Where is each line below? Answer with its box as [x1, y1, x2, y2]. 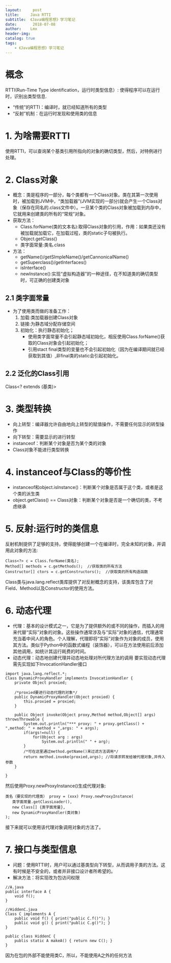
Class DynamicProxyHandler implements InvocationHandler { [5, 675, 133, 681]
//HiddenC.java [5, 907, 38, 912]
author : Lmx [5, 27, 38, 32]
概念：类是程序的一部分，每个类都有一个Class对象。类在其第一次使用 [12, 192, 159, 198]
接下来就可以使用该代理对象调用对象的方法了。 [5, 824, 103, 830]
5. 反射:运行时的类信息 [5, 523, 99, 535]
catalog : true [5, 36, 36, 41]
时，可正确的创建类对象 [20, 277, 70, 283]
